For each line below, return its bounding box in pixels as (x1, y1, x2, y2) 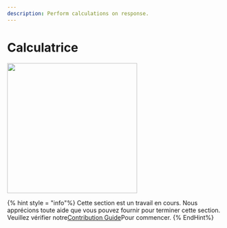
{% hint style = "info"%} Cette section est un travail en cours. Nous (7, 198, 198, 207)
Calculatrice (7, 39, 78, 55)
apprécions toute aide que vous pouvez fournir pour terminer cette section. (7, 206, 221, 214)
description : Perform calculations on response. (7, 10, 149, 17)
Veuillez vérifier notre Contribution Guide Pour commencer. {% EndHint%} (7, 213, 215, 221)
